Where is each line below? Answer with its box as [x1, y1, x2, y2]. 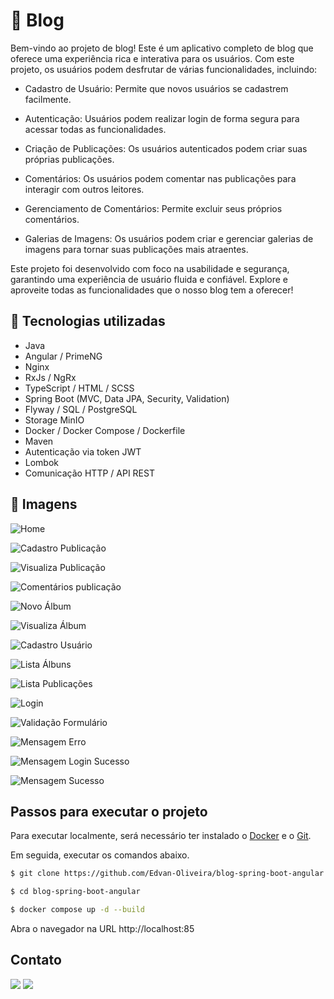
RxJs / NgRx [24, 371, 77, 383]
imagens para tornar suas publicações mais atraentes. [24, 243, 249, 255]
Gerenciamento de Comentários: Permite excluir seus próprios [24, 202, 283, 214]
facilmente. [24, 93, 72, 105]
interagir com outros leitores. [24, 183, 145, 195]
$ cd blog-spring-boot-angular [10, 887, 141, 897]
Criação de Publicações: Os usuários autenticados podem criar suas [24, 142, 308, 154]
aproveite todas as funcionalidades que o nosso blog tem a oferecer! [10, 284, 294, 296]
